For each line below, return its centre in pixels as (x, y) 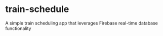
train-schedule (37, 9)
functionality (18, 28)
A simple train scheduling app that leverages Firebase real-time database (82, 23)
